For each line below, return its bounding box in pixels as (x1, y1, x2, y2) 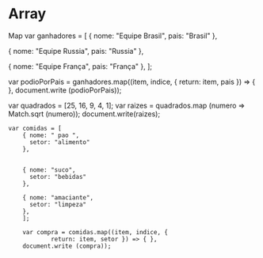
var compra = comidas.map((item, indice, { (22, 228, 169, 236)
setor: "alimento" (29, 138, 90, 146)
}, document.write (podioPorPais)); (8, 85, 122, 95)
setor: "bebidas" (29, 173, 87, 180)
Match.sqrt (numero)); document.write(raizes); (8, 108, 161, 119)
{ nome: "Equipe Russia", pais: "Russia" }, (8, 46, 144, 55)
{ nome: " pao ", (22, 131, 80, 139)
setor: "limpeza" (29, 200, 87, 208)
